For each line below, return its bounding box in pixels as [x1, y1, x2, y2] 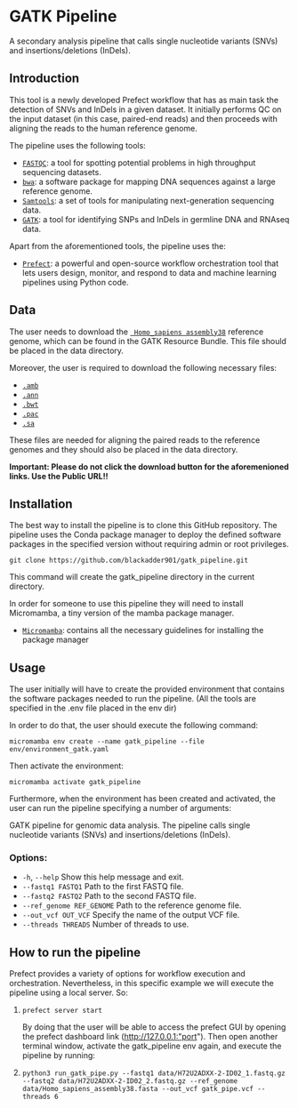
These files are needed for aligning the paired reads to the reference [9, 434, 261, 446]
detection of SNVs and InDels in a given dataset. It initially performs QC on [9, 104, 282, 115]
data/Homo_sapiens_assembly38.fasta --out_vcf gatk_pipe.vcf [21, 1085, 254, 1094]
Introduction [9, 71, 80, 86]
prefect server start [21, 1007, 102, 1016]
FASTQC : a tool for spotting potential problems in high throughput [21, 157, 256, 168]
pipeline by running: [21, 1050, 96, 1061]
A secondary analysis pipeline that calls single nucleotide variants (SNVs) [9, 36, 278, 46]
